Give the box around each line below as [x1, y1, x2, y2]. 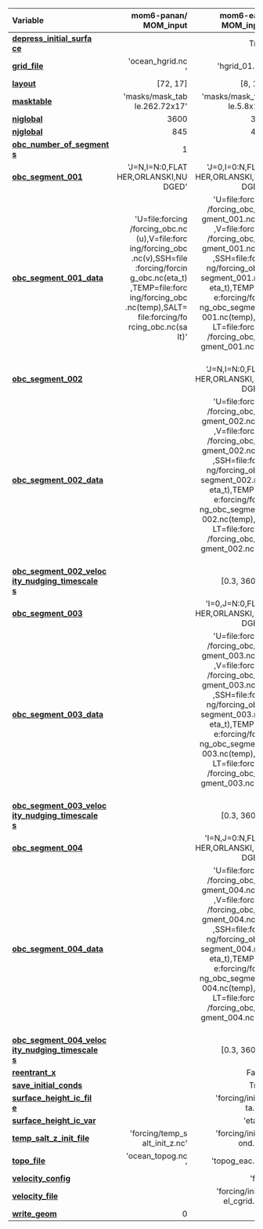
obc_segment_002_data [12, 475, 104, 485]
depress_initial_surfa [12, 33, 92, 44]
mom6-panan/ [131, 10, 188, 20]
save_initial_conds [12, 1080, 83, 1090]
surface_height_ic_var [12, 1115, 96, 1125]
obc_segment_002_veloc [12, 566, 107, 576]
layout [12, 78, 37, 89]
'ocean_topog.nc [125, 1151, 188, 1161]
